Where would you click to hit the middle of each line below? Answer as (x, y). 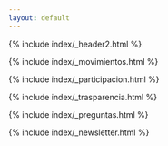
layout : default (39, 18)
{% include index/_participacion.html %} (84, 79)
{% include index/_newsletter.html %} (79, 132)
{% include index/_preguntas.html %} (79, 114)
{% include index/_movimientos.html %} (84, 61)
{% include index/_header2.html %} (75, 44)
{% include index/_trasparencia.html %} (83, 97)
